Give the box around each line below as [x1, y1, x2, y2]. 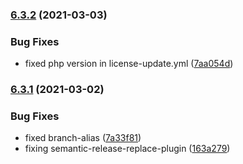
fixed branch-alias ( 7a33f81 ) [24, 132, 142, 144]
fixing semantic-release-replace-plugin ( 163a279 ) [24, 143, 231, 155]
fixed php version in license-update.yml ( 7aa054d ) [24, 58, 234, 70]
